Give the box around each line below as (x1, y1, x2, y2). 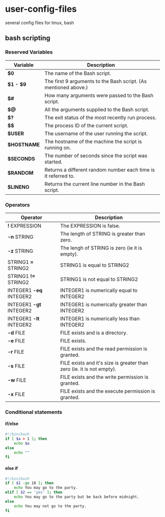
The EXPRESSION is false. (60, 222, 120, 229)
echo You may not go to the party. (14, 503, 87, 509)
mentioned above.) (44, 84, 88, 91)
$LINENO (7, 183, 29, 190)
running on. (44, 144, 71, 151)
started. (44, 158, 63, 165)
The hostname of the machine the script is (44, 138, 142, 145)
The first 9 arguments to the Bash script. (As (44, 78, 147, 85)
